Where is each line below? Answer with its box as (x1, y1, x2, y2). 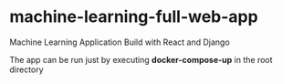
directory (9, 64, 44, 75)
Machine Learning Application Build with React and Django (9, 37, 230, 47)
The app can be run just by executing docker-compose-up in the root (9, 54, 273, 65)
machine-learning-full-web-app (9, 6, 258, 27)
